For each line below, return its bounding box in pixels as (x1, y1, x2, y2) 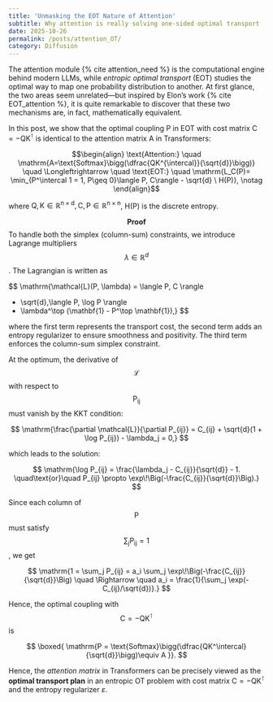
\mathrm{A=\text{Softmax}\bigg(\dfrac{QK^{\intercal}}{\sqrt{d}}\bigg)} (17, 158, 256, 168)
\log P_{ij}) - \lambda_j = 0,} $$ (84, 433, 189, 443)
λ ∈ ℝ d (124, 251, 149, 263)
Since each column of (8, 497, 82, 507)
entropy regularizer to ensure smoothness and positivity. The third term (8, 330, 248, 340)
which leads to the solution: (8, 448, 101, 458)
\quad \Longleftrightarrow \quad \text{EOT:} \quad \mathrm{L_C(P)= (22, 166, 251, 176)
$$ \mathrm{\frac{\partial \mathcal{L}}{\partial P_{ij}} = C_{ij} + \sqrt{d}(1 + (11, 424, 262, 434)
